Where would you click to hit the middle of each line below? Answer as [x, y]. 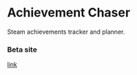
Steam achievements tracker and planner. [66, 32]
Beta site [22, 50]
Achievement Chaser [69, 13]
